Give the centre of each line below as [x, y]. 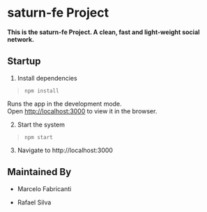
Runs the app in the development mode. [64, 104]
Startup [24, 62]
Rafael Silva [34, 202]
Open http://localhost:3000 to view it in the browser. [82, 111]
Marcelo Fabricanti [44, 188]
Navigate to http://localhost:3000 [65, 150]
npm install [41, 91]
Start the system [41, 124]
